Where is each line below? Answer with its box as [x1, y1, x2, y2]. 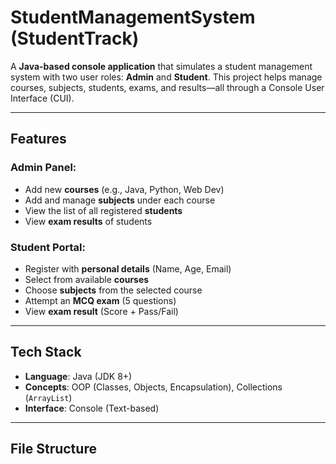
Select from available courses [24, 273, 150, 285]
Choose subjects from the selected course [24, 284, 203, 296]
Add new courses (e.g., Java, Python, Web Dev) [24, 183, 225, 195]
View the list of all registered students [24, 204, 183, 216]
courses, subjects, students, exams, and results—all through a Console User [10, 81, 325, 93]
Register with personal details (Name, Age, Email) [24, 262, 232, 275]
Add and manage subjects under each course [24, 194, 216, 206]
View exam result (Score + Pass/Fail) [24, 305, 179, 317]
